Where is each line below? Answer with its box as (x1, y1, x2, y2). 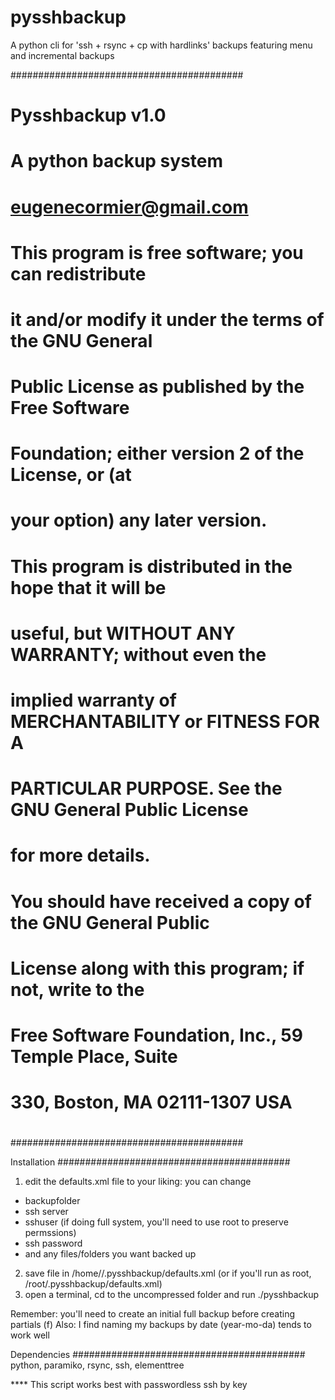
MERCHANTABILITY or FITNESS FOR (10, 711, 320, 733)
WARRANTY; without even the (10, 643, 267, 666)
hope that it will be (10, 576, 167, 599)
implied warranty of (10, 689, 177, 711)
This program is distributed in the (10, 555, 293, 578)
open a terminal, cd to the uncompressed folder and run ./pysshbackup (24, 1289, 320, 1301)
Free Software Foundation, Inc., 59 (10, 1024, 303, 1046)
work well (10, 1329, 50, 1341)
